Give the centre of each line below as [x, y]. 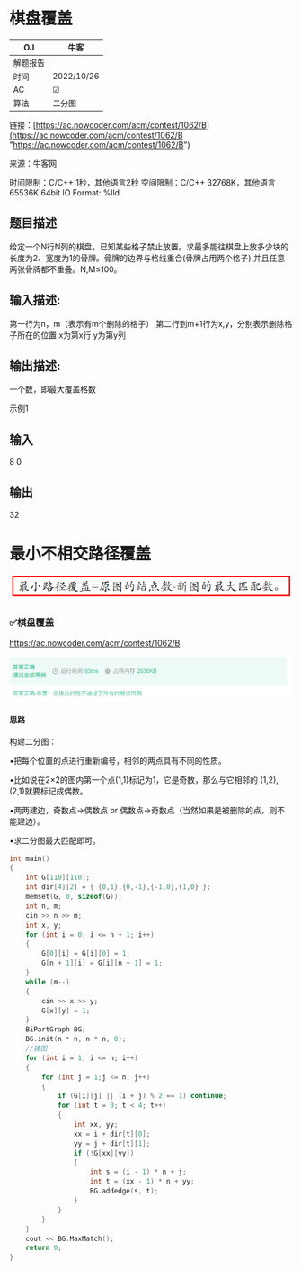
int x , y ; [44, 925]
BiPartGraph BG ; [56, 1030]
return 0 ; [44, 1248]
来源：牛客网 [33, 163]
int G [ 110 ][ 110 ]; [58, 878]
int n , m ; [44, 906]
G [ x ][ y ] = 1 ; [66, 1011]
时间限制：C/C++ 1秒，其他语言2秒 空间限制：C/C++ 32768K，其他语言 [142, 182]
